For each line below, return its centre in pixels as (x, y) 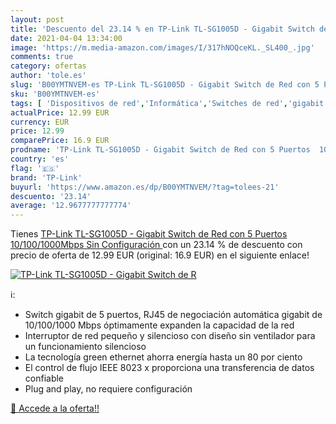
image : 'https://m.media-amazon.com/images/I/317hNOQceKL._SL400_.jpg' (162, 47)
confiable (44, 378)
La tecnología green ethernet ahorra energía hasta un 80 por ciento (163, 357)
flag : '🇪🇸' (35, 168)
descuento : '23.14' (51, 196)
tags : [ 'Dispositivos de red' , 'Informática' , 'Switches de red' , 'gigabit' (169, 103)
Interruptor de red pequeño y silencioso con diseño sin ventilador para (170, 336)
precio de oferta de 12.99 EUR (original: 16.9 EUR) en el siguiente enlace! (160, 255)
